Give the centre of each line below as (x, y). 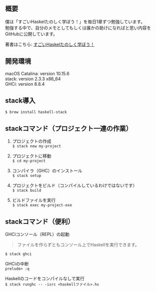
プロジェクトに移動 (32, 156)
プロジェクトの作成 (32, 141)
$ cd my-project (29, 161)
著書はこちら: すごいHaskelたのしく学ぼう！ (50, 44)
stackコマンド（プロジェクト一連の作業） (69, 129)
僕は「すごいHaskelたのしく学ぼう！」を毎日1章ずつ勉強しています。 (75, 22)
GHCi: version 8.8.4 (25, 84)
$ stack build (27, 191)
